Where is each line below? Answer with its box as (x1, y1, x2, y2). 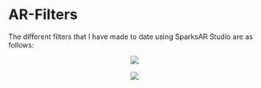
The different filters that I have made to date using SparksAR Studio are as (8, 32, 254, 41)
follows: (8, 40, 34, 49)
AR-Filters (8, 6, 78, 24)
